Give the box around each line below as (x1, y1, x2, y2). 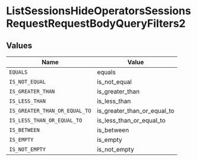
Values (6, 40, 33, 50)
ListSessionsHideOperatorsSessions (6, 4, 192, 18)
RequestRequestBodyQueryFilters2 (6, 17, 186, 30)
